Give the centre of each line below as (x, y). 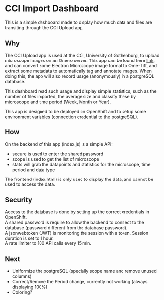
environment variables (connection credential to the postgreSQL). (72, 117)
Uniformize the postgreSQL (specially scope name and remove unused (84, 271)
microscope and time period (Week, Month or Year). (58, 102)
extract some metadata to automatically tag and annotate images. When (79, 71)
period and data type (34, 170)
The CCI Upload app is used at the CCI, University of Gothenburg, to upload (82, 55)
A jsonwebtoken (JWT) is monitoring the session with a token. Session (77, 233)
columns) (22, 276)
